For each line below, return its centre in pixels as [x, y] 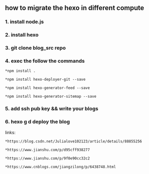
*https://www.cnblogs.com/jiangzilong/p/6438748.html [61, 167]
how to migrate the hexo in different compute [75, 8]
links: [10, 132]
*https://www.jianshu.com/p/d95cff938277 [48, 150]
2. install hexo [22, 35]
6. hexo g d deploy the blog [38, 122]
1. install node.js [25, 22]
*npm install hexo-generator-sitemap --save [51, 97]
